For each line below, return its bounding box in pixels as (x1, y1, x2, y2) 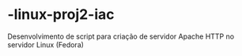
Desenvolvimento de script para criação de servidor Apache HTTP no (7, 32, 235, 41)
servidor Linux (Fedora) (7, 39, 85, 49)
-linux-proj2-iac (7, 6, 115, 24)
